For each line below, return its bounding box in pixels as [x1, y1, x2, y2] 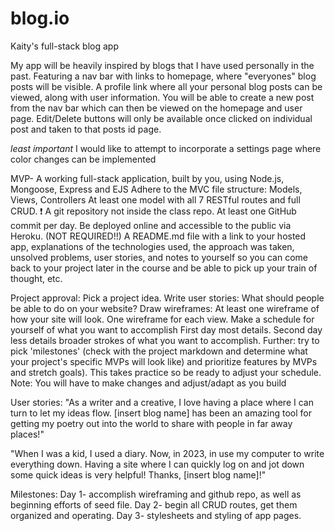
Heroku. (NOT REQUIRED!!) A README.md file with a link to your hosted [10, 230, 307, 242]
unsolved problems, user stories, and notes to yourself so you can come [10, 251, 308, 263]
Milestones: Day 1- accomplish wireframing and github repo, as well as [10, 488, 302, 500]
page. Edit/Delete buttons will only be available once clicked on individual [10, 112, 313, 124]
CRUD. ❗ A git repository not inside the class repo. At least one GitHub [10, 205, 297, 217]
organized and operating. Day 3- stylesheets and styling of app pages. [10, 509, 302, 521]
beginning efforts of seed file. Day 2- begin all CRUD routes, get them [10, 498, 298, 511]
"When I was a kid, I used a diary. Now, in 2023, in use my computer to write [10, 447, 325, 459]
